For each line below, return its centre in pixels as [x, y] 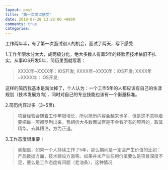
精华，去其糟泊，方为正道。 [46, 128]
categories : [18, 29]
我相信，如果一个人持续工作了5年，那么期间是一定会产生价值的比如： [90, 150]
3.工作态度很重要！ [25, 139]
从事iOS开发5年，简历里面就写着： [50, 60]
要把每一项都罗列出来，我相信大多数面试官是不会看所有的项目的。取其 [90, 122]
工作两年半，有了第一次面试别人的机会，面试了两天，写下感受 [69, 44]
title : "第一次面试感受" [28, 15]
